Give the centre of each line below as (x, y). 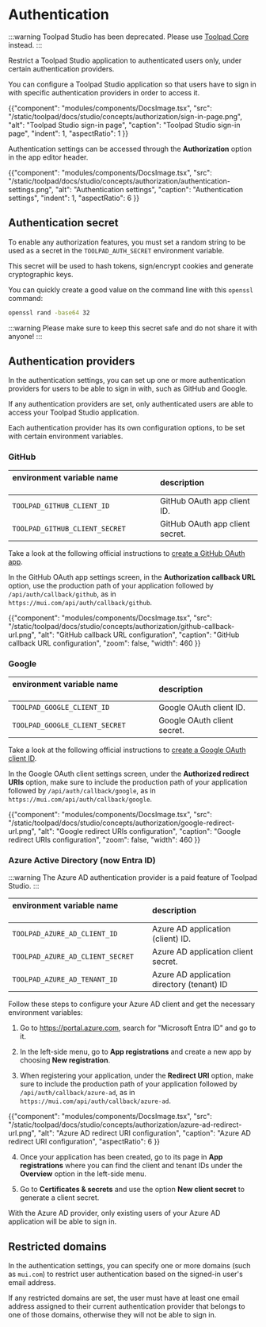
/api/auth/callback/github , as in (62, 594)
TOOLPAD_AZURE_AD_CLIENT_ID (65, 934)
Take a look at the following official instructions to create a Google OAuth (127, 750)
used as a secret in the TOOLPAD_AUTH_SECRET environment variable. (116, 250)
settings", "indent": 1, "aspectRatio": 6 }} (74, 198)
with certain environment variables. (66, 436)
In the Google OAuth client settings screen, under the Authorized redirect (129, 774)
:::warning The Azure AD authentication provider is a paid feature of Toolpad (133, 878)
